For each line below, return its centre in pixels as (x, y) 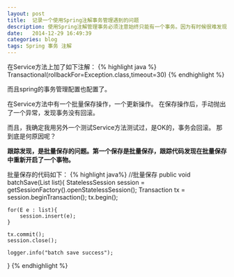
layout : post (26, 14)
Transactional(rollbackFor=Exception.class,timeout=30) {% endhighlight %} (116, 75)
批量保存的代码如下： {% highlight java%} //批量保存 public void (99, 174)
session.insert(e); (48, 216)
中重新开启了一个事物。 (41, 160)
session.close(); (32, 241)
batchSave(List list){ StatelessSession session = (76, 182)
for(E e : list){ (32, 210)
